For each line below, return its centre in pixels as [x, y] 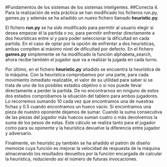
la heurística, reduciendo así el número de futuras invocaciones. [71, 159]
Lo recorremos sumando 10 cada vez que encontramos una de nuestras [79, 101]
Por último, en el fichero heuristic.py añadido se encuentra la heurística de [83, 69]
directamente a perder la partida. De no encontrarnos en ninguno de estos [82, 91]
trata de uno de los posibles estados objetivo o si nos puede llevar [73, 85]
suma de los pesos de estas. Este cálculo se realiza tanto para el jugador [80, 123]
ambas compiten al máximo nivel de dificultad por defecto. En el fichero [79, 49]
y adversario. [19, 133]
